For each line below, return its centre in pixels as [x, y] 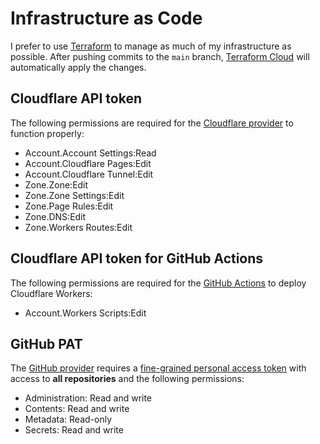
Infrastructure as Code [106, 18]
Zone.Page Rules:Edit [69, 206]
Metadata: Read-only [68, 419]
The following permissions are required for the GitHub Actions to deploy [158, 283]
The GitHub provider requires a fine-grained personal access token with [158, 368]
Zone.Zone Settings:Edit [74, 195]
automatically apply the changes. [78, 67]
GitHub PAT [46, 343]
